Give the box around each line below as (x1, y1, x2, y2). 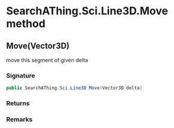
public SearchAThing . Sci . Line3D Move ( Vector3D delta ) (6, 85, 143, 91)
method (6, 17, 46, 31)
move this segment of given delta (6, 57, 88, 63)
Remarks (6, 115, 33, 124)
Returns (6, 99, 30, 108)
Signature (6, 71, 36, 80)
